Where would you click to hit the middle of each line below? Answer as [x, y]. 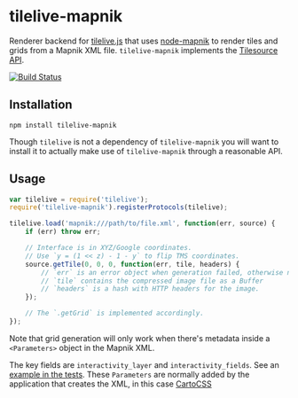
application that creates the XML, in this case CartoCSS [111, 384]
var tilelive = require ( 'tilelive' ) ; [79, 199]
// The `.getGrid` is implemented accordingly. [114, 313]
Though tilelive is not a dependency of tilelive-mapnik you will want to [144, 141]
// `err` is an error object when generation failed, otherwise [162, 272]
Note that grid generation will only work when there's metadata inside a [140, 338]
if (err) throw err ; [63, 232]
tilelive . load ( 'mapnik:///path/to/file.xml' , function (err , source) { [142, 223]
